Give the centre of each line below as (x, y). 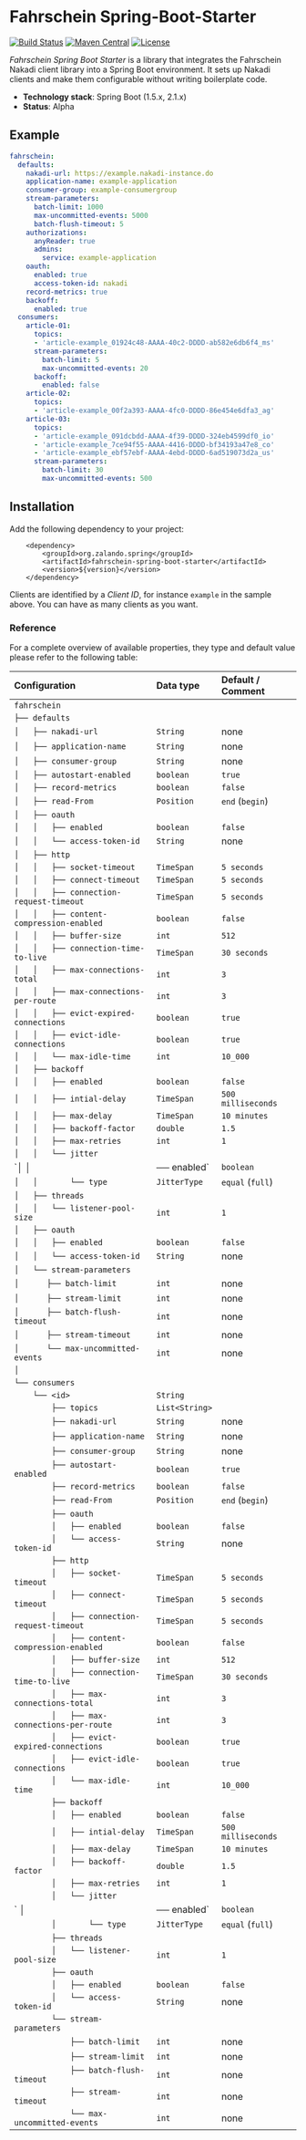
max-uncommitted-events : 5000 (91, 215)
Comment (244, 691)
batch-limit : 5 (71, 359)
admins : (48, 249)
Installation (42, 507)
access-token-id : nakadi (81, 283)
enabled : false (71, 385)
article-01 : (48, 326)
